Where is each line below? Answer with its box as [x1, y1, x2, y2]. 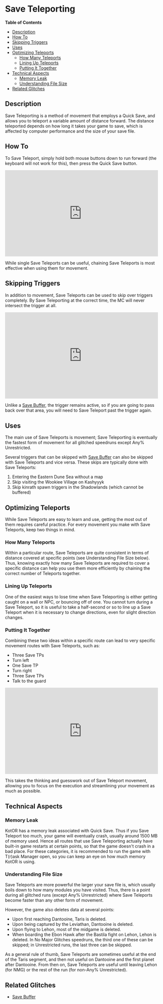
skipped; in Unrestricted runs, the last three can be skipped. [12, 942, 132, 948]
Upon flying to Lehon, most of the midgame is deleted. [12, 927, 121, 933]
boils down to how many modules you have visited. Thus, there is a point [5, 887, 150, 893]
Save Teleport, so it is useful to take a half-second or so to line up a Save [5, 604, 151, 610]
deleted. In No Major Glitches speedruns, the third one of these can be [12, 937, 153, 943]
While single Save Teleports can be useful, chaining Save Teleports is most [5, 260, 155, 266]
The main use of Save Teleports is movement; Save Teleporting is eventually [5, 434, 158, 440]
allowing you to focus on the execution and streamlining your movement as [5, 783, 155, 789]
